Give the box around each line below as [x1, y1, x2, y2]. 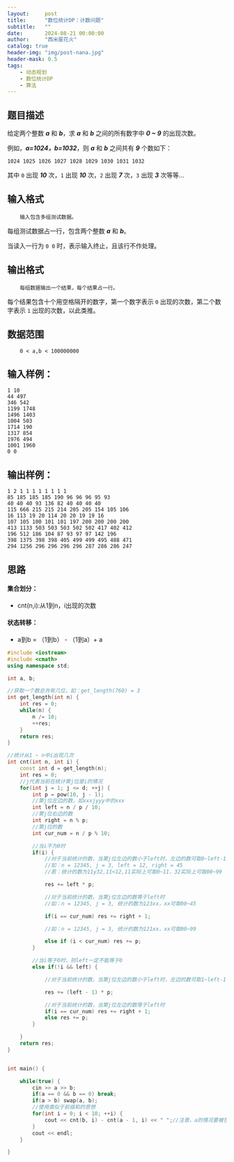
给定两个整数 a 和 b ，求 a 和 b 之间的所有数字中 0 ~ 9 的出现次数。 [7, 129, 200, 138]
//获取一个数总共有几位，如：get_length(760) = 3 [7, 687, 141, 695]
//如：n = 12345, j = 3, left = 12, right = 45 [44, 862, 183, 869]
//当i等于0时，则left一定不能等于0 [32, 957, 123, 964]
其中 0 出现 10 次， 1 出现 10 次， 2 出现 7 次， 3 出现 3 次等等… [7, 171, 185, 179]
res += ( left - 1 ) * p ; [44, 989, 114, 996]
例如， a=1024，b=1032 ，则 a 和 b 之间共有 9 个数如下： [7, 144, 172, 152]
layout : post [7, 10, 58, 17]
